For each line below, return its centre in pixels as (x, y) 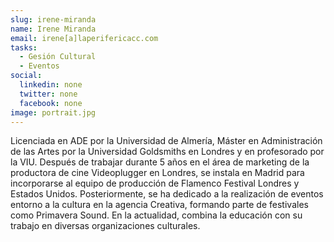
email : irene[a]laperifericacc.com (84, 38)
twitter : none (48, 94)
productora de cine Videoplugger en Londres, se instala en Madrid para (157, 173)
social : (26, 76)
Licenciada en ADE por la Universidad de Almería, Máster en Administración (166, 141)
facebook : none (51, 103)
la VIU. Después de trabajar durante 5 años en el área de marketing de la (160, 162)
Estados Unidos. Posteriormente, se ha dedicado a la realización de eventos (167, 194)
